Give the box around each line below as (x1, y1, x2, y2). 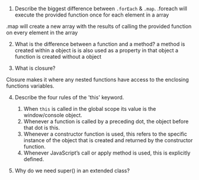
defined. (23, 156, 44, 162)
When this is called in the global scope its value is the (23, 105, 156, 112)
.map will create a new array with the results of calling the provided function (6, 23, 192, 30)
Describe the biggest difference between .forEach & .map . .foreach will (14, 5, 188, 12)
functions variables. (6, 82, 54, 89)
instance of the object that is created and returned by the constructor (23, 137, 193, 144)
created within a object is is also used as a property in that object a (14, 47, 179, 54)
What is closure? (14, 65, 56, 72)
